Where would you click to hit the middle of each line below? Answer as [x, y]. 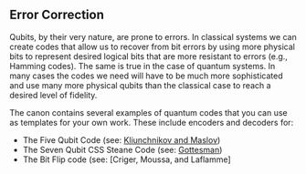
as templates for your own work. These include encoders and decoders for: [152, 122]
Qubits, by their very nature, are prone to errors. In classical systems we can [153, 36]
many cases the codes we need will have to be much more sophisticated [146, 76]
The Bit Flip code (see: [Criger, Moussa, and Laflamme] [127, 159]
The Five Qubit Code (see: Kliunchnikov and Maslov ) [121, 139]
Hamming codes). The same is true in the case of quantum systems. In [142, 66]
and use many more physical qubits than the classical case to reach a [140, 85]
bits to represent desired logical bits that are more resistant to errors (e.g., [148, 56]
